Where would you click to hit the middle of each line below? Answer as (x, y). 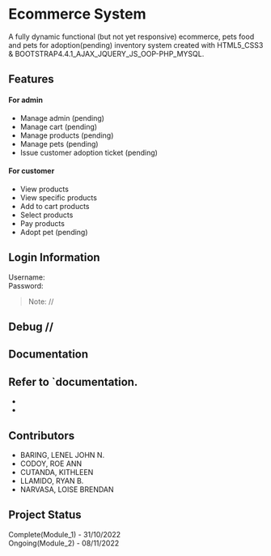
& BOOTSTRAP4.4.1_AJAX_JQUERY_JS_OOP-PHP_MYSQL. (106, 53)
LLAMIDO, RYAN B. (52, 481)
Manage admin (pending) (62, 118)
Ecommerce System (78, 14)
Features (31, 79)
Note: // (41, 302)
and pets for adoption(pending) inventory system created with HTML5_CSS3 (136, 45)
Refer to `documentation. (73, 382)
